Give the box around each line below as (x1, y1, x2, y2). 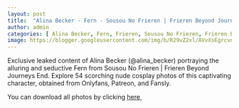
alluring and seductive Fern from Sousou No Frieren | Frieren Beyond (7, 64, 210, 72)
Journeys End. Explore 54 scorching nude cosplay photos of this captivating (7, 72, 231, 80)
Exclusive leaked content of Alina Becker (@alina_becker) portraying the (7, 56, 219, 65)
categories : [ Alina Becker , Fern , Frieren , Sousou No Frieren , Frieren (7, 30, 228, 38)
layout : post (7, 10, 46, 18)
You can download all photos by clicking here (7, 93, 141, 102)
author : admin (7, 23, 50, 31)
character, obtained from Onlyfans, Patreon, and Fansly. (7, 79, 171, 87)
